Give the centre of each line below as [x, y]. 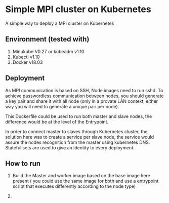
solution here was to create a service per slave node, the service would [80, 137]
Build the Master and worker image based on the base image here [81, 176]
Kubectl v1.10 [26, 57]
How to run [23, 163]
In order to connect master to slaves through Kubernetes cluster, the [76, 131]
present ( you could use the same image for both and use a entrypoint [86, 181]
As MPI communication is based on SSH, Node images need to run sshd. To [84, 90]
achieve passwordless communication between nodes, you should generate [85, 96]
